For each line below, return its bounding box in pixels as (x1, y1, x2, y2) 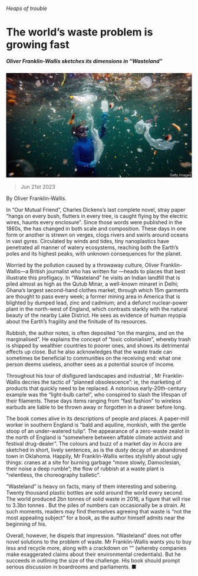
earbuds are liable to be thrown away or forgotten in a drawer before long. (6, 404, 186, 411)
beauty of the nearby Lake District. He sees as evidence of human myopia (6, 312, 186, 319)
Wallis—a (6, 268, 29, 275)
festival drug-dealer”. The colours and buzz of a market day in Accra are (6, 440, 182, 447)
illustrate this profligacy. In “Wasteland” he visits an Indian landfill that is (6, 274, 181, 282)
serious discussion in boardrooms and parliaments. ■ (6, 564, 137, 571)
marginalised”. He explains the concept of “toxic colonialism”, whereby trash (6, 336, 191, 343)
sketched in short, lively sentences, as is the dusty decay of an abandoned (6, 446, 188, 454)
